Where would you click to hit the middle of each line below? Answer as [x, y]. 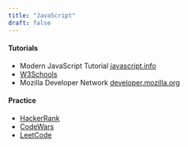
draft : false [30, 23]
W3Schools [38, 74]
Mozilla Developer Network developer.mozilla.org [100, 82]
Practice [23, 100]
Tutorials [23, 48]
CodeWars [37, 126]
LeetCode [36, 134]
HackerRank [39, 118]
